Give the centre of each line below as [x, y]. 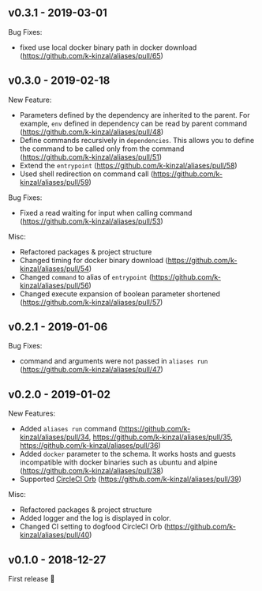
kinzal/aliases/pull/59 [54, 182]
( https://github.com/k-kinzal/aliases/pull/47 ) [91, 370]
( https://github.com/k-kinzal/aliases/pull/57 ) [91, 302]
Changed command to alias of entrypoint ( [86, 277]
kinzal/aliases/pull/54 [54, 269]
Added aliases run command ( [70, 429]
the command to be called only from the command [102, 149]
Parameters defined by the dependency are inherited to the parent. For [135, 115]
